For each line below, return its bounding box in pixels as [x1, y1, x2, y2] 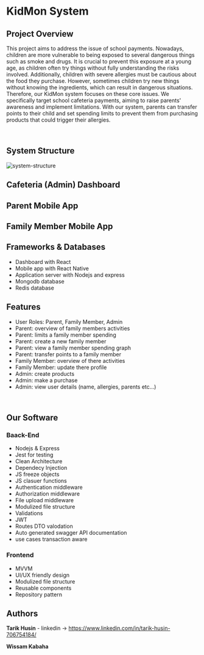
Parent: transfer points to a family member [15, 350, 122, 358]
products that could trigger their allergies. [6, 116, 111, 123]
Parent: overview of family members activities [15, 324, 130, 332]
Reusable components [15, 584, 72, 591]
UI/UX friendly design [15, 571, 70, 579]
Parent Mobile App [6, 200, 79, 211]
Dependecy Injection [15, 464, 68, 472]
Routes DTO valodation [15, 522, 73, 530]
